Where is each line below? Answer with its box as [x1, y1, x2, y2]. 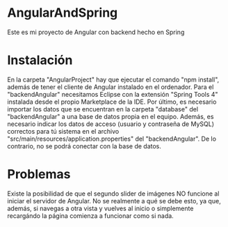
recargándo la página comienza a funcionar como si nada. [7, 211, 174, 220]
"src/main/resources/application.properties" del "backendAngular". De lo [7, 134, 217, 143]
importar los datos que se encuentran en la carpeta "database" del [7, 104, 199, 113]
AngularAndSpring [7, 5, 118, 21]
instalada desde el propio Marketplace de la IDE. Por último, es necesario [7, 97, 217, 106]
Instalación [7, 52, 73, 68]
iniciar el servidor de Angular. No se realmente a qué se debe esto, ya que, [7, 196, 221, 205]
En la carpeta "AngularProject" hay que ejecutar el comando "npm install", [7, 75, 220, 84]
